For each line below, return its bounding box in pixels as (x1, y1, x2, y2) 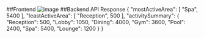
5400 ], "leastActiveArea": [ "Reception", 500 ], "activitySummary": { (6, 12, 180, 19)
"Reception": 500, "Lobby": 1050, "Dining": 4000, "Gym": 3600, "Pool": (6, 19, 186, 25)
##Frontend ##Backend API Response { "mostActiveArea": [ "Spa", (6, 6, 199, 13)
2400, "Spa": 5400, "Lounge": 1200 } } (6, 25, 104, 32)
